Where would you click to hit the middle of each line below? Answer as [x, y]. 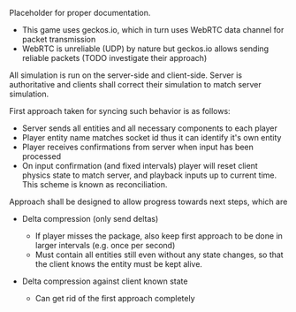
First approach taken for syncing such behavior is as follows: [120, 111]
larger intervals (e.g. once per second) [105, 245]
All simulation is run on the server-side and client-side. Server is [126, 75]
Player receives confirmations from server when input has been [137, 147]
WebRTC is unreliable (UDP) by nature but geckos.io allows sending [145, 49]
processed [42, 156]
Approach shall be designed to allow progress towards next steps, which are [148, 202]
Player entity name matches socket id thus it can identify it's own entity [152, 137]
